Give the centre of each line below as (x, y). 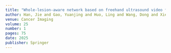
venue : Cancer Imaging (29, 19)
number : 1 (16, 29)
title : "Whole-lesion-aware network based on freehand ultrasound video (84, 10)
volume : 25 (17, 24)
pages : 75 (16, 33)
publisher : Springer (27, 43)
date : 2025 (17, 38)
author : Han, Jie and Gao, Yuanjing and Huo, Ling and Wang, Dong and (82, 15)
